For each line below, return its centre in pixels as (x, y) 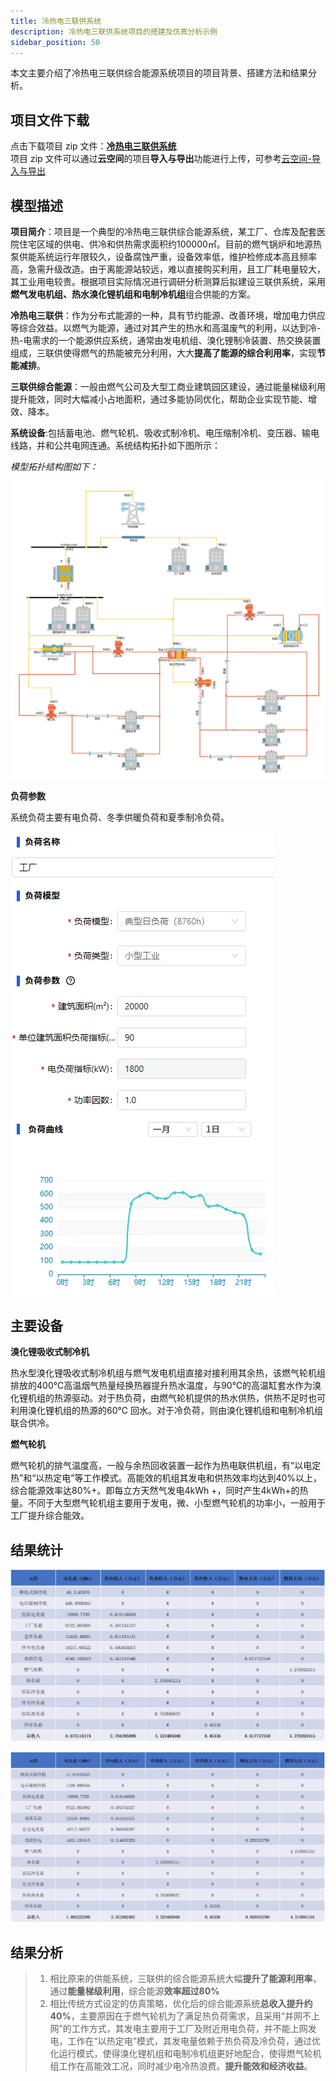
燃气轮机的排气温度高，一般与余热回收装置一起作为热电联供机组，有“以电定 (166, 1466)
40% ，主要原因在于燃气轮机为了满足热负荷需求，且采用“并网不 (180, 2016)
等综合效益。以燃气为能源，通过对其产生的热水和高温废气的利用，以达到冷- (166, 328)
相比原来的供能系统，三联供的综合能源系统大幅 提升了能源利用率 (181, 1979)
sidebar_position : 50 (55, 42)
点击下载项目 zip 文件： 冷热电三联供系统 (93, 146)
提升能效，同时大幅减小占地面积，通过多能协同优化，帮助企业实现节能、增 (163, 399)
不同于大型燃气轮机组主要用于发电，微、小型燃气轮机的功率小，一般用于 (176, 1503)
